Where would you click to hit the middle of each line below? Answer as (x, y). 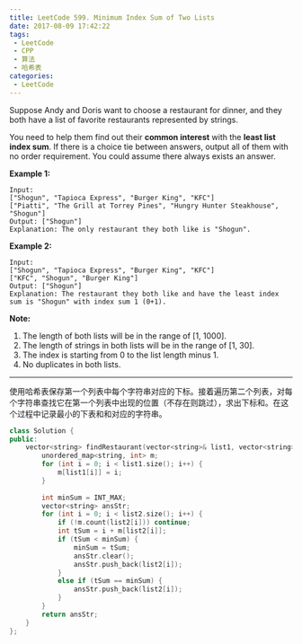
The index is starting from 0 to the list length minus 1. (120, 355)
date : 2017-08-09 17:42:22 (60, 26)
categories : (31, 76)
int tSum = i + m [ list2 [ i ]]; (112, 531)
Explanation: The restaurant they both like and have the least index (144, 294)
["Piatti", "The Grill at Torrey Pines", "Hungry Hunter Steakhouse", (144, 206)
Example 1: (30, 173)
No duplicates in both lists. (71, 364)
